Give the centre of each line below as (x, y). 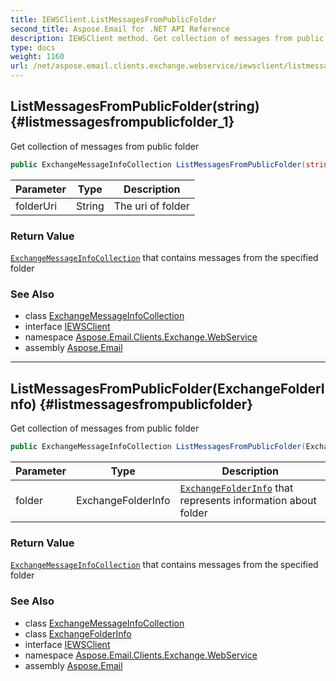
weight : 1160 (37, 57)
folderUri (36, 206)
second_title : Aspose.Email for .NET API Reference (120, 29)
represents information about (248, 500)
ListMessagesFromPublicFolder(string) (135, 106)
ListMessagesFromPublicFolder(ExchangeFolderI (167, 388)
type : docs (33, 47)
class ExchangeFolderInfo (78, 633)
